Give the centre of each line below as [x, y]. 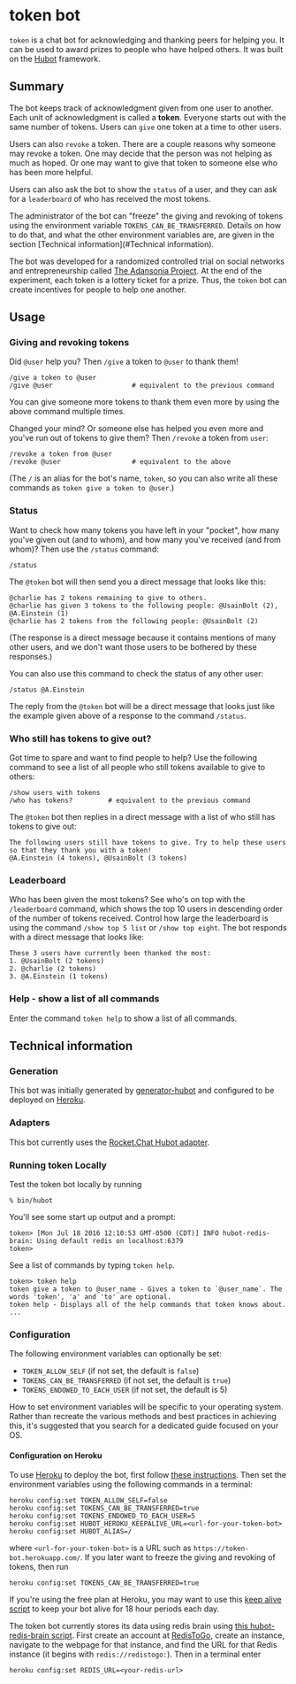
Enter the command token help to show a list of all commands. [123, 1018]
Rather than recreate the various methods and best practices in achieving [143, 1417]
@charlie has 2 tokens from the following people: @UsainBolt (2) [134, 621]
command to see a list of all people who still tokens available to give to [137, 768]
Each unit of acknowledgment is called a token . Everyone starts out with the [148, 117]
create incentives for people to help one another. [98, 290]
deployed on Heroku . [47, 1100]
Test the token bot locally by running [76, 1184]
